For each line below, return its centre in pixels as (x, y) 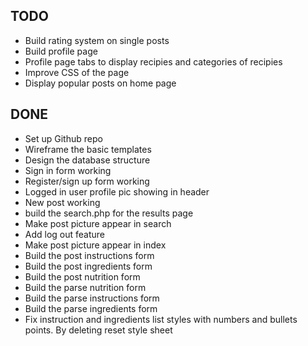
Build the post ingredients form (88, 266)
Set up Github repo (63, 138)
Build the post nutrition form (82, 276)
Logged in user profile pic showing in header (117, 191)
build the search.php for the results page (109, 213)
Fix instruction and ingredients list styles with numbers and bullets (161, 319)
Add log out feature (65, 234)
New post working (62, 202)
